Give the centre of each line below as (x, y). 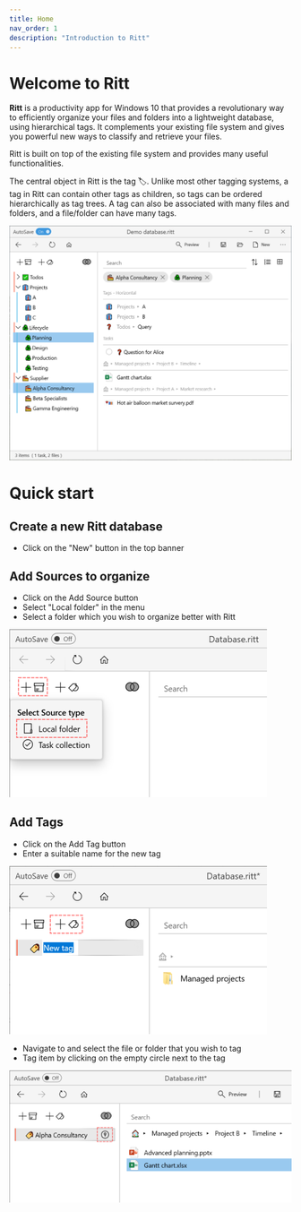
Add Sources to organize (80, 576)
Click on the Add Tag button (74, 844)
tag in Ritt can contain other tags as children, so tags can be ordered (136, 194)
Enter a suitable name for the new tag (91, 853)
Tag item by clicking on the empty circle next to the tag (124, 1058)
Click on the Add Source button (80, 597)
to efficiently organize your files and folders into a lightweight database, (142, 117)
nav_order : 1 (34, 28)
